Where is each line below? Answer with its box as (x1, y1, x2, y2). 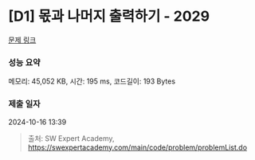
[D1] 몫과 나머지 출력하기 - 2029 (8, 7, 210, 25)
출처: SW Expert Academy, (27, 133, 115, 143)
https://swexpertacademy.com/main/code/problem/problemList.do (27, 142, 248, 152)
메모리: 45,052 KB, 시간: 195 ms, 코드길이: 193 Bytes (8, 76, 176, 86)
